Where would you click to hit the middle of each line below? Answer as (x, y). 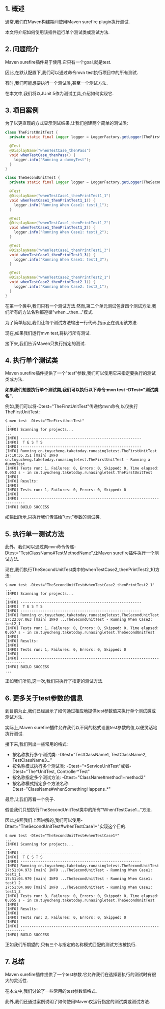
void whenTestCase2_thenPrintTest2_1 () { (53, 282)
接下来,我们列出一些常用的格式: (37, 744)
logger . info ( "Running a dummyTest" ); (53, 160)
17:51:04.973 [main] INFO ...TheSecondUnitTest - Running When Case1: (79, 870)
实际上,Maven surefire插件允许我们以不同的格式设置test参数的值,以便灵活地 (81, 727)
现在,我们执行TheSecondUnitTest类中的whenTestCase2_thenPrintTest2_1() (80, 570)
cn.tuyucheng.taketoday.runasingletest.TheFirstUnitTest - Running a (78, 460)
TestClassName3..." (32, 760)
